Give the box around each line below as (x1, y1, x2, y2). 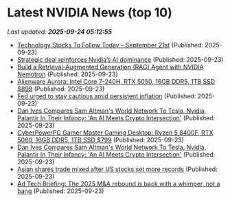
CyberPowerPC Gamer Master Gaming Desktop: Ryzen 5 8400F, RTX (16, 128, 214, 137)
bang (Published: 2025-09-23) (16, 187, 104, 195)
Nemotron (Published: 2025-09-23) (16, 70, 118, 78)
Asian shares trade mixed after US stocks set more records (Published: (16, 165, 218, 173)
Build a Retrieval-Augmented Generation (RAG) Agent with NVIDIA (16, 63, 204, 71)
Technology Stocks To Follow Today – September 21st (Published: (16, 41, 204, 49)
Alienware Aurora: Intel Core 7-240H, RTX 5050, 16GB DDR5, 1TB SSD (16, 77, 216, 85)
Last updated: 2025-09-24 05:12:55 (7, 27, 112, 36)
